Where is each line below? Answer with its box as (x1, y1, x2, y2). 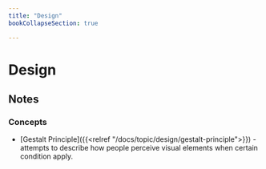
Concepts (8, 117, 48, 127)
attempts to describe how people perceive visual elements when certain (19, 143, 259, 153)
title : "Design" (8, 11, 62, 20)
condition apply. (19, 151, 74, 161)
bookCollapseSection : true (8, 19, 99, 27)
